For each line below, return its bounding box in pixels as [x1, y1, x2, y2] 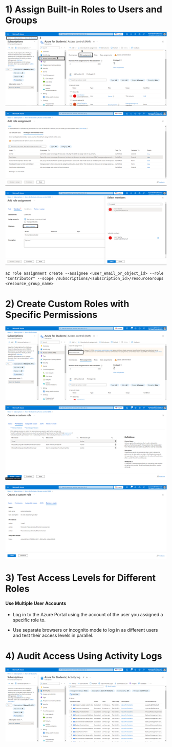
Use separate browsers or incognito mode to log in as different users [12, 627, 158, 633]
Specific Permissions [5, 309, 98, 321]
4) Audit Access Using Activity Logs [5, 650, 162, 662]
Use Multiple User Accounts [5, 600, 67, 606]
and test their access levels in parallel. [12, 632, 94, 639]
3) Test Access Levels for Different [5, 572, 156, 584]
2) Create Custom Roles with [5, 298, 130, 310]
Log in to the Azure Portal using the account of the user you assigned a [12, 612, 163, 618]
